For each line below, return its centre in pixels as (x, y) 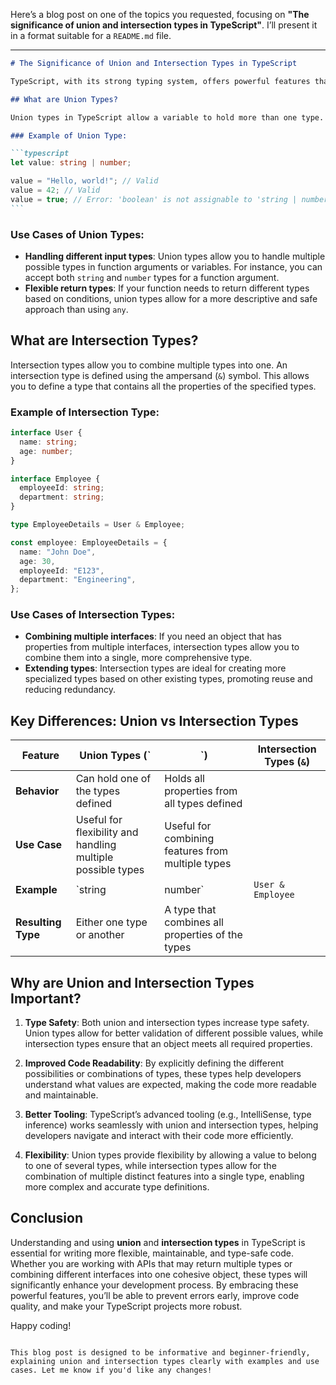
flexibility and (107, 832)
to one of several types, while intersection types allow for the (150, 1166)
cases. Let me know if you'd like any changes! (111, 1370)
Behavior (37, 791)
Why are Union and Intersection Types (132, 982)
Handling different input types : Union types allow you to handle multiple (175, 256)
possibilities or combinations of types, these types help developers (163, 1074)
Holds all (184, 779)
